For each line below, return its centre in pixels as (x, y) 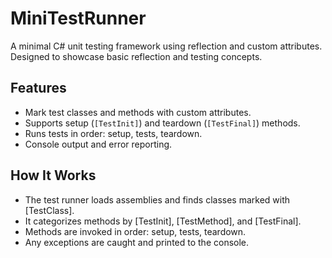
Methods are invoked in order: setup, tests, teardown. (135, 231)
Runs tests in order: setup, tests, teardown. (113, 133)
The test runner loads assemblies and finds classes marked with (157, 199)
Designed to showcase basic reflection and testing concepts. (136, 56)
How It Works (53, 175)
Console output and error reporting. (98, 144)
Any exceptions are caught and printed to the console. (137, 242)
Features (38, 88)
